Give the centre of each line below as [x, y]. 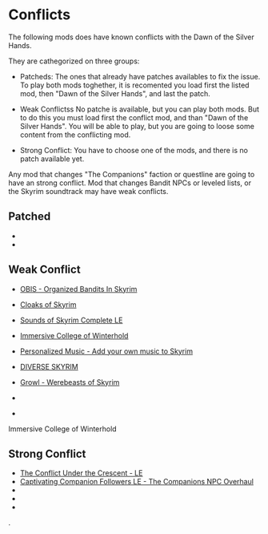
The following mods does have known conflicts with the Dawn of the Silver [131, 37]
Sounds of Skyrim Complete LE [71, 320]
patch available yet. [52, 159]
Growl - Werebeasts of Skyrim [70, 382]
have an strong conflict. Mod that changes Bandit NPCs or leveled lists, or [130, 183]
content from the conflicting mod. [75, 135]
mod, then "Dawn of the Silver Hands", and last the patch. [115, 93]
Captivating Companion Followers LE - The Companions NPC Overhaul [137, 482]
